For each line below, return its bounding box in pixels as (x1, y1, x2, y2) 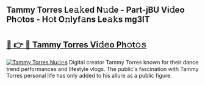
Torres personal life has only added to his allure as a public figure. (6, 72, 172, 79)
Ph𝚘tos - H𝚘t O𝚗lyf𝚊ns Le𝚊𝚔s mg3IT (6, 15, 150, 25)
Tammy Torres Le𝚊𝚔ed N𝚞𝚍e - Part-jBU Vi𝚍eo (6, 5, 185, 15)
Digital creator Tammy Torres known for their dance (69, 59, 199, 66)
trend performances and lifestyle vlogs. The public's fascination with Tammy (6, 66, 199, 72)
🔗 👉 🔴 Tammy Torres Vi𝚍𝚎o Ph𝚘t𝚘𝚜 (6, 39, 147, 50)
